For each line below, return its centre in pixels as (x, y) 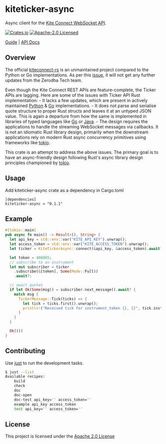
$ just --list (20, 372)
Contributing (25, 351)
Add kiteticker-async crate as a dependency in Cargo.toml (64, 190)
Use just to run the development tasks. (44, 363)
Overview (21, 58)
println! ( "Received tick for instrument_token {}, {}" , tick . (88, 308)
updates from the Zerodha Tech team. (44, 80)
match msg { (26, 294)
